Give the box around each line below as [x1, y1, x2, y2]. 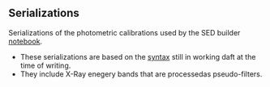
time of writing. [19, 60, 71, 70]
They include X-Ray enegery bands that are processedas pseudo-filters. [19, 68, 263, 79]
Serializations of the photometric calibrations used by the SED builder [8, 27, 241, 37]
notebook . [8, 36, 43, 46]
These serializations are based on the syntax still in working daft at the [19, 52, 256, 61]
